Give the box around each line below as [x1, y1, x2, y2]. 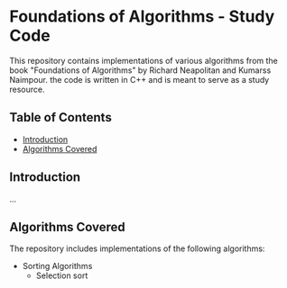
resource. [9, 84, 45, 94]
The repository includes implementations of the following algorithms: [9, 243, 265, 254]
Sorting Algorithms [22, 261, 93, 272]
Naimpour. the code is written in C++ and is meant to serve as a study [9, 74, 270, 85]
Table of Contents [9, 110, 113, 125]
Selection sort [35, 270, 88, 281]
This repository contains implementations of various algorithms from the [9, 55, 278, 66]
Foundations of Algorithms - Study [9, 6, 275, 27]
